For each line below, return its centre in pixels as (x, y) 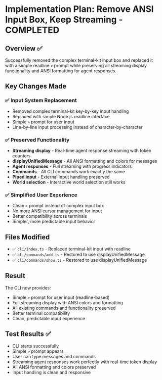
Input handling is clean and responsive (52, 372)
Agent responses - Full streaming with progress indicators (72, 166)
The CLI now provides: (28, 287)
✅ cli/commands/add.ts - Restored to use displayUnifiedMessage (78, 255)
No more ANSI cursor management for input (57, 211)
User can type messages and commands (54, 356)
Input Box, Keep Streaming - (64, 20)
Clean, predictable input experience (49, 318)
